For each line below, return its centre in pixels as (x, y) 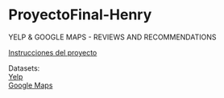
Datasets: (24, 68)
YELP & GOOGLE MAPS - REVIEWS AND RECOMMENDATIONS (112, 37)
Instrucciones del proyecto (53, 52)
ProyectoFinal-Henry (80, 15)
